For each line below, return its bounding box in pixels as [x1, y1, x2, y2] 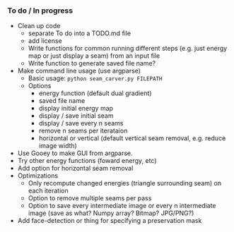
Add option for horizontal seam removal [17, 164, 134, 173]
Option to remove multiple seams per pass [28, 194, 152, 202]
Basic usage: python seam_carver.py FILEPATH [28, 74, 163, 83]
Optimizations [17, 171, 59, 180]
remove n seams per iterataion [38, 126, 128, 135]
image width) [38, 142, 78, 150]
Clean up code [17, 22, 61, 30]
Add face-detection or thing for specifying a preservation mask [17, 216, 202, 225]
